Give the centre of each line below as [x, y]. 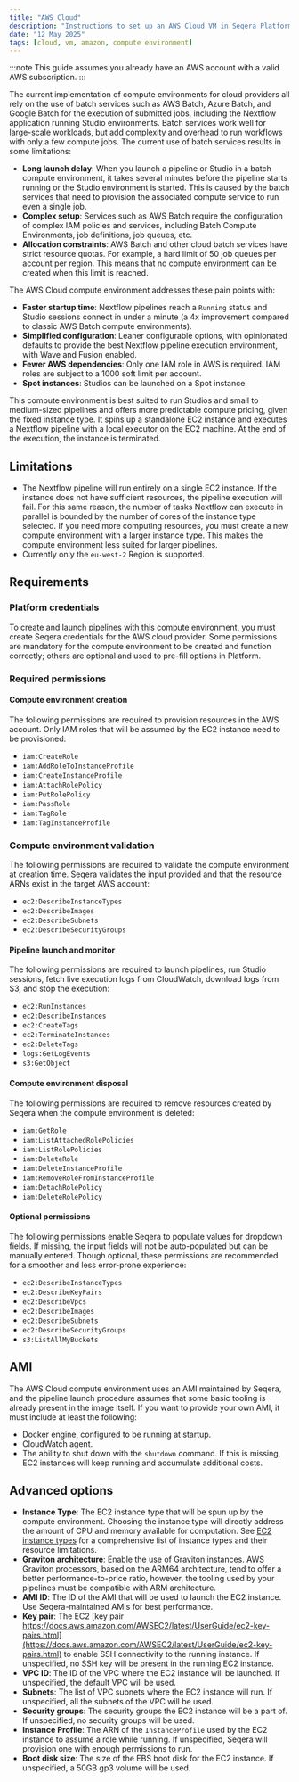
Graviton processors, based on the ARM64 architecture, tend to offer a [152, 1569]
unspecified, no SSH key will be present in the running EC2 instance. [148, 1663]
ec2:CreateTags [50, 1026]
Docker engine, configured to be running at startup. [117, 1434]
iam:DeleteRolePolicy [62, 1197]
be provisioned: [38, 738]
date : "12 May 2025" [48, 34]
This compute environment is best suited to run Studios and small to [134, 400]
